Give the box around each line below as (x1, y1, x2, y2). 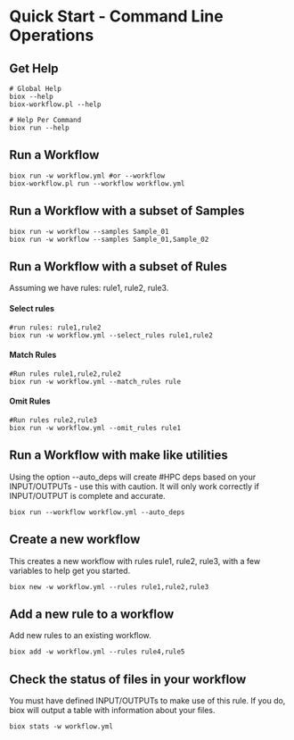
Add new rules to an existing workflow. (9, 630, 151, 641)
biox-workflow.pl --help (9, 100, 102, 109)
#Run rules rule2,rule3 (9, 416, 98, 425)
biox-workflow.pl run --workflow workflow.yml (9, 179, 185, 188)
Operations (9, 25, 94, 46)
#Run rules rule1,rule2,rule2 (9, 369, 122, 378)
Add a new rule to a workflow (9, 607, 175, 622)
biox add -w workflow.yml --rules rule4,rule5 (9, 647, 185, 657)
